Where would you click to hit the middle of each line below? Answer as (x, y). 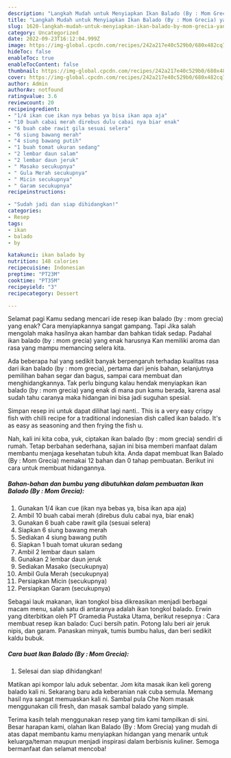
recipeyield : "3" (33, 287)
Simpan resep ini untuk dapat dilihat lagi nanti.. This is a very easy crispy (110, 411)
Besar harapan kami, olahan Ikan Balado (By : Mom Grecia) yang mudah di (113, 727)
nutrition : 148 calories (43, 261)
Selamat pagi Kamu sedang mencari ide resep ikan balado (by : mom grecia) (115, 319)
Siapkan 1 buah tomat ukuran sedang (70, 545)
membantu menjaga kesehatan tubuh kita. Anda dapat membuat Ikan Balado (115, 453)
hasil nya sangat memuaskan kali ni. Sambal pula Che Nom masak (101, 699)
